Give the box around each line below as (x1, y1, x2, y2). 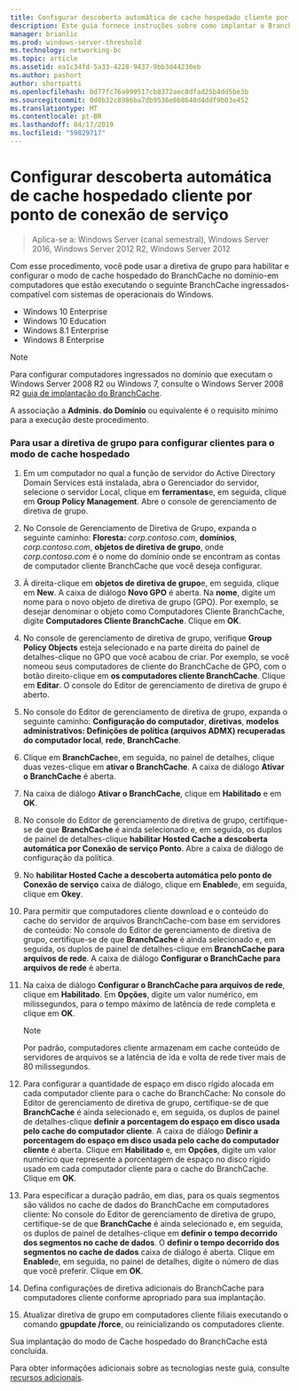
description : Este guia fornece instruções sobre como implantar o (10, 21, 265, 30)
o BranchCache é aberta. (22, 771, 116, 782)
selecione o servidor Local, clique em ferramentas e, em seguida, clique (22, 487, 287, 497)
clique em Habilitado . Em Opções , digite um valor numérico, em (22, 990, 258, 1000)
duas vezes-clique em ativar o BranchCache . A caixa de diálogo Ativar (22, 761, 285, 773)
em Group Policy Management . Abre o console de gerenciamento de (22, 497, 278, 507)
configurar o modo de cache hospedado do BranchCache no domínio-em (10, 270, 279, 281)
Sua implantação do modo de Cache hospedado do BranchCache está (10, 1336, 268, 1347)
